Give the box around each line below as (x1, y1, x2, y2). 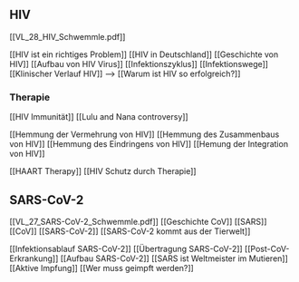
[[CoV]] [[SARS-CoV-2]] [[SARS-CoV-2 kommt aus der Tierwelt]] (9, 226, 251, 237)
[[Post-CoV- (244, 243, 290, 254)
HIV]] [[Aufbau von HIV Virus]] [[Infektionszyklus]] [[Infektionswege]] (9, 58, 269, 69)
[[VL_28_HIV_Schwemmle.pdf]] (9, 31, 126, 42)
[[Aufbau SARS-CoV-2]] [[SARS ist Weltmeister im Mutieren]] (60, 253, 288, 264)
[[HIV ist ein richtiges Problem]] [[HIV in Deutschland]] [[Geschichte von (9, 49, 279, 60)
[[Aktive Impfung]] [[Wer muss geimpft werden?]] (9, 262, 195, 273)
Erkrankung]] (9, 253, 59, 264)
